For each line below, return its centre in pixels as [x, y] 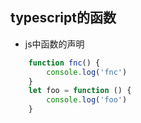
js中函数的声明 [54, 44]
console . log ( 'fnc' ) [87, 72]
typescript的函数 [63, 18]
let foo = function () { [80, 91]
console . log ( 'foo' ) [87, 100]
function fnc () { [64, 63]
